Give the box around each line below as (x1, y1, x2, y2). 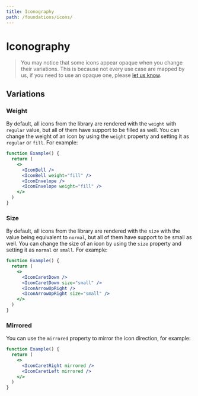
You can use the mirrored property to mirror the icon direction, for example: (6, 335, 191, 342)
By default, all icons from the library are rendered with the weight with (6, 120, 177, 127)
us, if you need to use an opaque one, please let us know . (20, 72, 162, 79)
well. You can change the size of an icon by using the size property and (6, 240, 182, 247)
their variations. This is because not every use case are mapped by (20, 66, 185, 73)
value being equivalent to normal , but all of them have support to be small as (6, 234, 192, 241)
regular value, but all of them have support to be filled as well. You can (6, 127, 180, 134)
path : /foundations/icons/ (6, 14, 73, 20)
